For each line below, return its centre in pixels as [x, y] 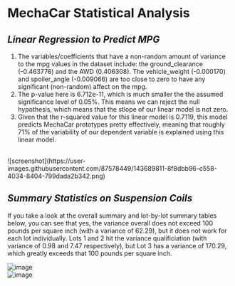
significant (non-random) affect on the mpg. [82, 86]
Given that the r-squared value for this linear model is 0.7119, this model [122, 117]
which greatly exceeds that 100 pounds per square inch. [90, 253]
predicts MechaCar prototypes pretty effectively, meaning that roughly [121, 125]
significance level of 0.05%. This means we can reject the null [109, 102]
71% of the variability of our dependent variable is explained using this [121, 132]
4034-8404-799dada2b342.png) [56, 176]
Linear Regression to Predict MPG [84, 39]
